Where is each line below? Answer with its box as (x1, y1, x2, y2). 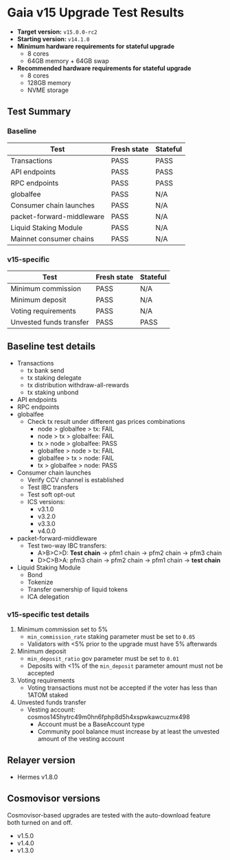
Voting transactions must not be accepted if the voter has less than (27, 683, 218, 692)
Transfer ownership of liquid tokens (27, 585, 128, 593)
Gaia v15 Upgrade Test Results (7, 5, 185, 21)
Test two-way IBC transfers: (27, 541, 107, 550)
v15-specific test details (7, 609, 89, 619)
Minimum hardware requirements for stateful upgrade (16, 42, 175, 50)
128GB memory (27, 78, 71, 87)
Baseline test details (7, 341, 96, 352)
